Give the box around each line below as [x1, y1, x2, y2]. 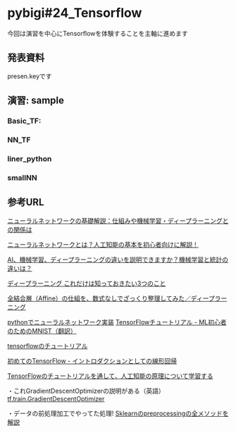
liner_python [7, 154, 52, 164]
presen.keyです [7, 72, 52, 80]
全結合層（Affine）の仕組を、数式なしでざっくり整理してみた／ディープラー [7, 294, 228, 303]
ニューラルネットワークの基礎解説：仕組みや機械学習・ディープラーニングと [7, 216, 229, 225]
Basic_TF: [7, 116, 42, 126]
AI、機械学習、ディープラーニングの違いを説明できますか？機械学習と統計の [7, 255, 229, 264]
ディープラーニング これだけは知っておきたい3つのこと [7, 279, 166, 287]
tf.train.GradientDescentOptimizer [7, 394, 105, 403]
